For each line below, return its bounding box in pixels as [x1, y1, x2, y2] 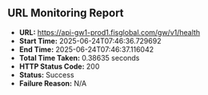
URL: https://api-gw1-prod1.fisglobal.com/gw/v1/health [18, 27, 201, 37]
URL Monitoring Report [7, 6, 125, 20]
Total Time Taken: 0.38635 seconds [18, 53, 140, 62]
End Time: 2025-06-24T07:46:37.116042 [18, 44, 154, 54]
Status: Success [18, 69, 74, 79]
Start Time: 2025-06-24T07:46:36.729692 [18, 36, 162, 46]
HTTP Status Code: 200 [18, 61, 100, 71]
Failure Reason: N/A [18, 78, 87, 88]
